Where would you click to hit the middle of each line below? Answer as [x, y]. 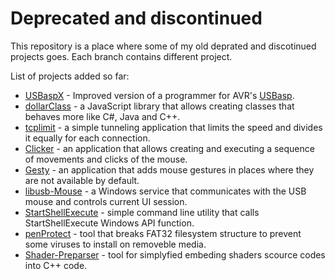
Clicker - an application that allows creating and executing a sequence [169, 148]
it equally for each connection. [87, 138]
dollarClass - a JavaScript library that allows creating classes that [159, 106]
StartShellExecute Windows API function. [109, 223]
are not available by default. [82, 180]
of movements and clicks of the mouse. [106, 159]
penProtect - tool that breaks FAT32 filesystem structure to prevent [163, 233]
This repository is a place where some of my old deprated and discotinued [163, 46]
